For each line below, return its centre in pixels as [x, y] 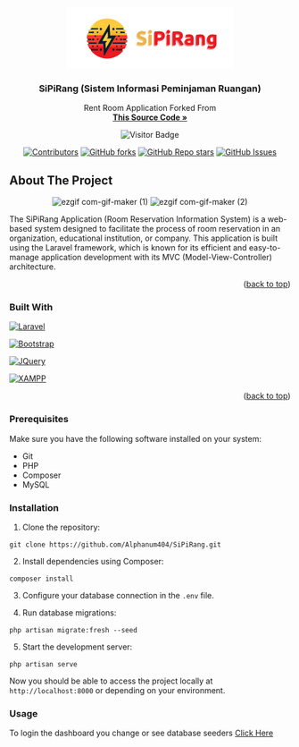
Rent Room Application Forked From [150, 108]
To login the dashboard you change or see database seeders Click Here [141, 733]
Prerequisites [39, 420]
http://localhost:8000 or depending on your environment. [117, 690]
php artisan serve [43, 664]
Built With [31, 308]
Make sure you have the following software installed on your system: [135, 438]
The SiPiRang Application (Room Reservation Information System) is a [137, 219]
